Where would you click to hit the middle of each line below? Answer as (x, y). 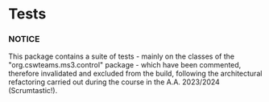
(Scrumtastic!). (33, 91)
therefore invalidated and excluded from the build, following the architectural (135, 74)
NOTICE (24, 39)
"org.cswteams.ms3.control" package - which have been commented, (125, 65)
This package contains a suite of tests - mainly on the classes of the (122, 56)
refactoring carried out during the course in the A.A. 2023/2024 (114, 82)
